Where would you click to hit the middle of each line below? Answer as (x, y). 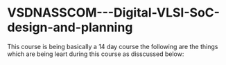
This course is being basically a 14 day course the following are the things (113, 46)
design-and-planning (70, 27)
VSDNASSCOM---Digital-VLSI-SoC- (114, 13)
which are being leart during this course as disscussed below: (96, 54)
